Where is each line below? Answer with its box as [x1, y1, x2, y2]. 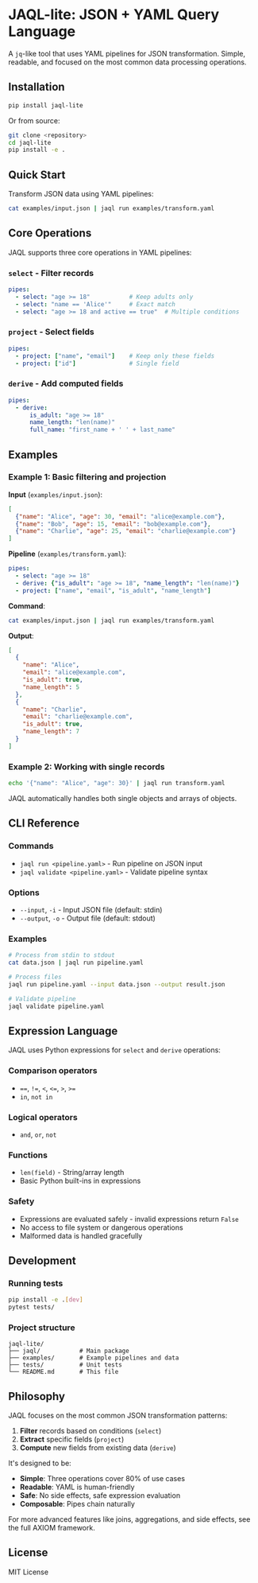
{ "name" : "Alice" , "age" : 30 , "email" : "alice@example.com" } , [15, 512, 225, 520]
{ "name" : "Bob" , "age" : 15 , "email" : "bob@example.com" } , [15, 519, 212, 528]
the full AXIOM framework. [8, 1523, 95, 1533]
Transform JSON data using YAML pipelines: [8, 189, 154, 199]
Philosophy [8, 1390, 66, 1403]
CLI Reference [8, 817, 80, 830]
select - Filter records [8, 267, 94, 278]
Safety [8, 1196, 35, 1207]
